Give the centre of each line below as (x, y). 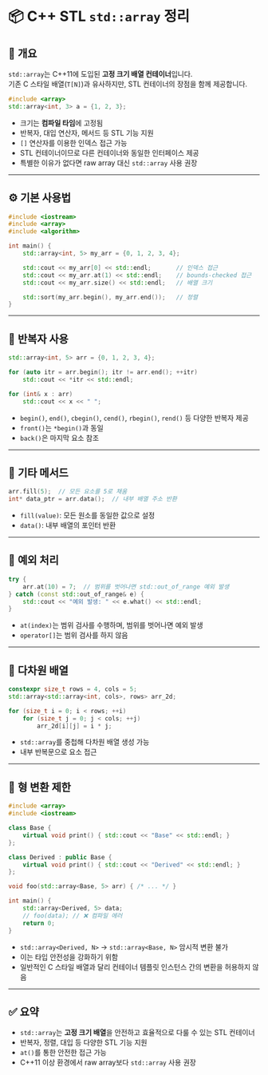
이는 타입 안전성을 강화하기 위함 (69, 957)
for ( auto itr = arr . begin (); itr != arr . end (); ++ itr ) (103, 372)
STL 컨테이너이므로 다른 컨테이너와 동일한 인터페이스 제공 (109, 153)
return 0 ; (39, 923)
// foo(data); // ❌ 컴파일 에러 (73, 915)
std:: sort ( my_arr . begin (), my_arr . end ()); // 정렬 (110, 297)
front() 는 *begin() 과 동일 (61, 427)
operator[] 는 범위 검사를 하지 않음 (74, 635)
